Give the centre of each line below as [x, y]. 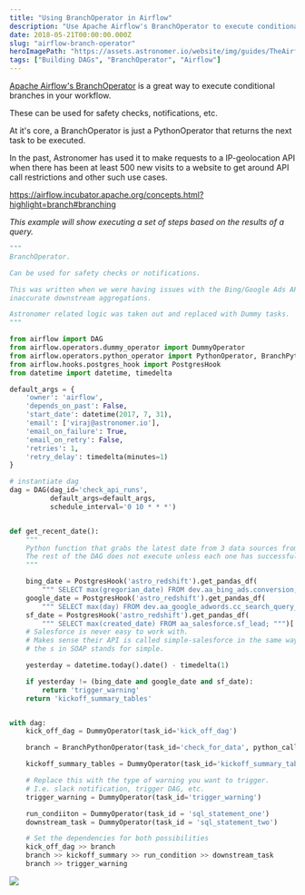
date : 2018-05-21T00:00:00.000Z [70, 34]
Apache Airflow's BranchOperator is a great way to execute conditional [142, 86]
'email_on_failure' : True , [77, 431]
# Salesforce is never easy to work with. [107, 632]
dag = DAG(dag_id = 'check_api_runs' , [79, 490]
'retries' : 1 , [52, 448]
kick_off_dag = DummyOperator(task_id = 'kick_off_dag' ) [132, 732]
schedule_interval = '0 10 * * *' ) [113, 507]
